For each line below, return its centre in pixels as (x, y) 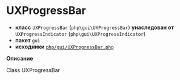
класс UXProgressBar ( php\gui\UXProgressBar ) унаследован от (95, 27)
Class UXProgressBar (33, 70)
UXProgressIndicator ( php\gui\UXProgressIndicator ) (80, 33)
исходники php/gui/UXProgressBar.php (64, 47)
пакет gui (28, 40)
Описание (20, 58)
